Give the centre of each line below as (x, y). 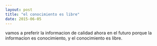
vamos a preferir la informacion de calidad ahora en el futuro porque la (78, 33)
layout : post (19, 10)
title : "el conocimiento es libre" (43, 14)
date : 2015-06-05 (23, 19)
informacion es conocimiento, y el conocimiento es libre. (64, 38)
